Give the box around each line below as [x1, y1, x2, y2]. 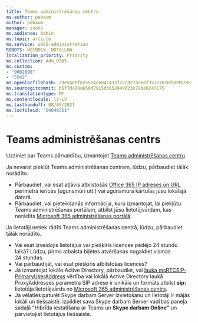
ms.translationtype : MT [6, 91, 65, 97]
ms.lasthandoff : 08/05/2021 [6, 101, 75, 108]
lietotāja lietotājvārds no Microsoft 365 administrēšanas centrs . [14, 285, 168, 292]
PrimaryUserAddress [14, 273, 66, 280]
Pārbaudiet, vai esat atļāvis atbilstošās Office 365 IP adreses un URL [14, 181, 181, 189]
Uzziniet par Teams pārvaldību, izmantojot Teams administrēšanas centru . [6, 152, 187, 159]
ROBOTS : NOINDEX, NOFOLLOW [6, 47, 72, 53]
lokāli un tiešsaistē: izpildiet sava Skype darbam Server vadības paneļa [14, 298, 187, 305]
